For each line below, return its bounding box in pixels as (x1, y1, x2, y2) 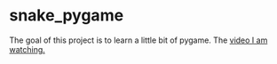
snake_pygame (9, 5, 124, 26)
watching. (9, 44, 46, 54)
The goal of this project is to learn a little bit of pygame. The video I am (9, 35, 268, 45)
